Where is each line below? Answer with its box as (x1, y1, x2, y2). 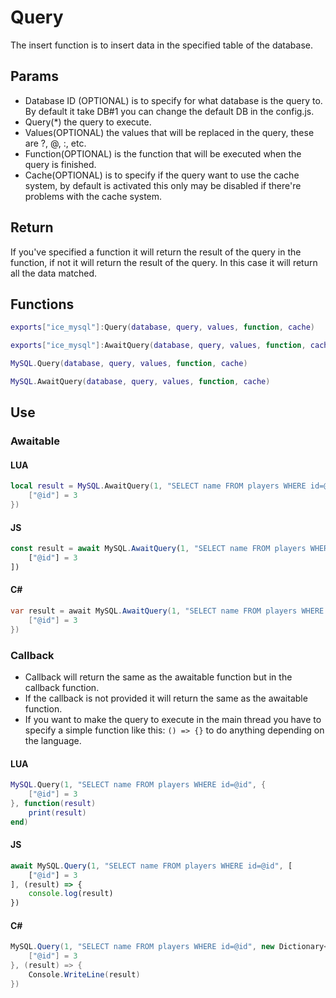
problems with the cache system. (24, 190, 163, 202)
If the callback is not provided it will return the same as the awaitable (24, 692, 308, 704)
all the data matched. (10, 267, 98, 279)
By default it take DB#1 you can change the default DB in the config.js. (24, 105, 315, 117)
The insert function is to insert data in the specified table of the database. (10, 39, 313, 51)
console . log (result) (28, 889, 114, 899)
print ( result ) (28, 807, 87, 818)
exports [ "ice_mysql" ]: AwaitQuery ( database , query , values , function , (10, 341, 307, 351)
